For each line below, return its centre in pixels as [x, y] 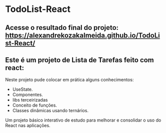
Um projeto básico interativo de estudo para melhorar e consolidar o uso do [83, 120]
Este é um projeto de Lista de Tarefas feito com [79, 60]
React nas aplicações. [28, 126]
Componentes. [28, 95]
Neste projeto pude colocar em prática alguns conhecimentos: [69, 80]
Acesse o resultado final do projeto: [62, 28]
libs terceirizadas [30, 100]
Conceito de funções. [35, 105]
